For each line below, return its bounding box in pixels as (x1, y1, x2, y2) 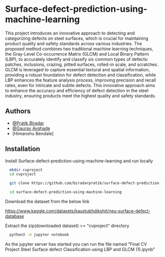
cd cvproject (9, 172, 36, 177)
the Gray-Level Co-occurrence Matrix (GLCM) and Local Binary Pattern (5, 51, 149, 57)
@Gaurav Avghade (12, 125, 51, 131)
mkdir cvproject (9, 167, 43, 172)
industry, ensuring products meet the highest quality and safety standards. (5, 92, 156, 99)
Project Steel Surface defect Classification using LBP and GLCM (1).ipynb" (5, 246, 156, 252)
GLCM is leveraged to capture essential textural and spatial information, (5, 66, 150, 72)
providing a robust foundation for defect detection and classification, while (5, 72, 156, 78)
